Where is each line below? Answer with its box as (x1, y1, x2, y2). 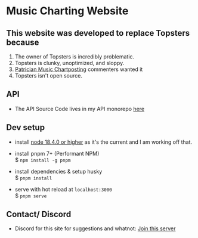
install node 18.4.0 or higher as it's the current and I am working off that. (14, 138, 193, 146)
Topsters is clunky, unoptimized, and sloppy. (14, 60, 125, 66)
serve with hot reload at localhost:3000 (14, 186, 112, 193)
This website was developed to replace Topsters (6, 28, 190, 38)
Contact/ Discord (6, 209, 72, 220)
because (6, 37, 39, 47)
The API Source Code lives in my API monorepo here (14, 105, 145, 112)
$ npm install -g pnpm (14, 156, 71, 163)
